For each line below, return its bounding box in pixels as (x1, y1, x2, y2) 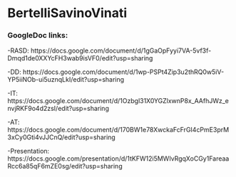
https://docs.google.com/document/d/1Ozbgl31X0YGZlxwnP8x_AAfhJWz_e (7, 97, 230, 105)
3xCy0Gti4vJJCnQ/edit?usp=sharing (7, 133, 116, 141)
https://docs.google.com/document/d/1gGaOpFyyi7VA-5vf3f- (31, 46, 212, 55)
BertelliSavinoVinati (7, 5, 127, 21)
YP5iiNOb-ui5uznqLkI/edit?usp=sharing (7, 75, 125, 84)
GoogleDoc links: (7, 31, 68, 41)
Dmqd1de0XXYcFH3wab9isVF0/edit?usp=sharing (7, 54, 153, 63)
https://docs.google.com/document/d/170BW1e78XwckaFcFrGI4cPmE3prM (7, 126, 230, 134)
